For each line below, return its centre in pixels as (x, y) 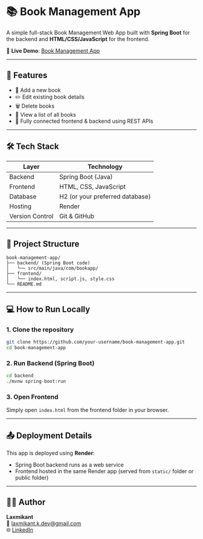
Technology (105, 166)
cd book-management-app (36, 348)
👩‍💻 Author (26, 502)
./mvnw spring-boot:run (36, 381)
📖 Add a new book (38, 90)
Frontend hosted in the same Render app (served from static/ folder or (104, 471)
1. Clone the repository (40, 329)
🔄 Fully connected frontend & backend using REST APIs (84, 121)
